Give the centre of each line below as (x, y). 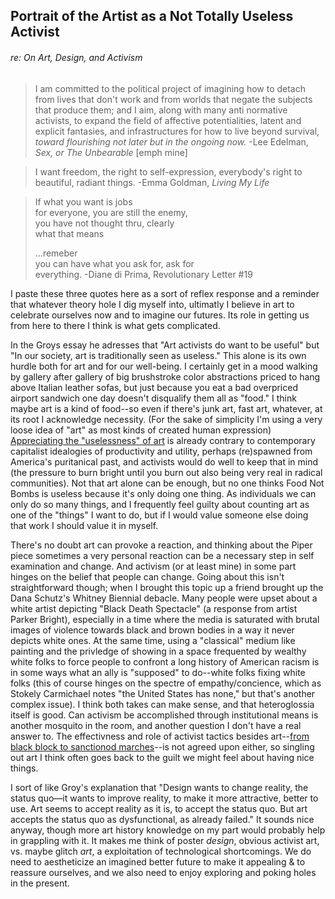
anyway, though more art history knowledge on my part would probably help (168, 830)
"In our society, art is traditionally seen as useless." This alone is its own (158, 355)
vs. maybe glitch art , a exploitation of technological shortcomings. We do (161, 851)
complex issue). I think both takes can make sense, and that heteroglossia (162, 704)
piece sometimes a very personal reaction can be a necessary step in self (162, 555)
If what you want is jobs (83, 201)
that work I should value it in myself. (84, 525)
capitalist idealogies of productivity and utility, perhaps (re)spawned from (161, 451)
